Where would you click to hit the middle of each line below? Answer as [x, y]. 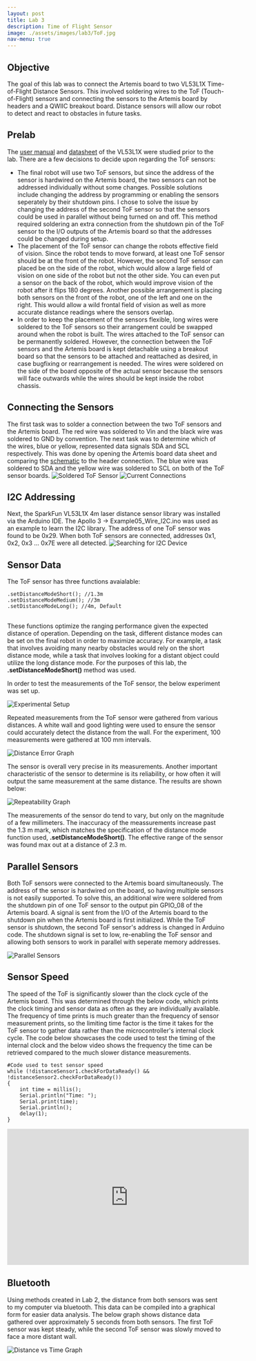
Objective [29, 67]
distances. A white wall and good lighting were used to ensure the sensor [111, 725]
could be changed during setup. [63, 239]
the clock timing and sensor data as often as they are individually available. [114, 1008]
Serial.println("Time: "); [58, 1095]
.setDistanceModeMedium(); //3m [53, 600]
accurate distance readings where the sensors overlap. [96, 312]
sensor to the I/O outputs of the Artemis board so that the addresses [114, 231]
